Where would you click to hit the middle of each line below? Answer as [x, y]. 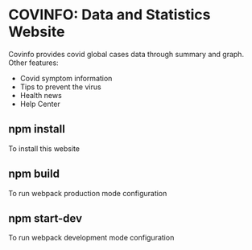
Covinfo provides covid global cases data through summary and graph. [126, 54]
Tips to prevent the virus [61, 87]
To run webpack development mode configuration [91, 238]
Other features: [33, 63]
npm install [37, 129]
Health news [41, 95]
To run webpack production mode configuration [88, 193]
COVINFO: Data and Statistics [109, 15]
